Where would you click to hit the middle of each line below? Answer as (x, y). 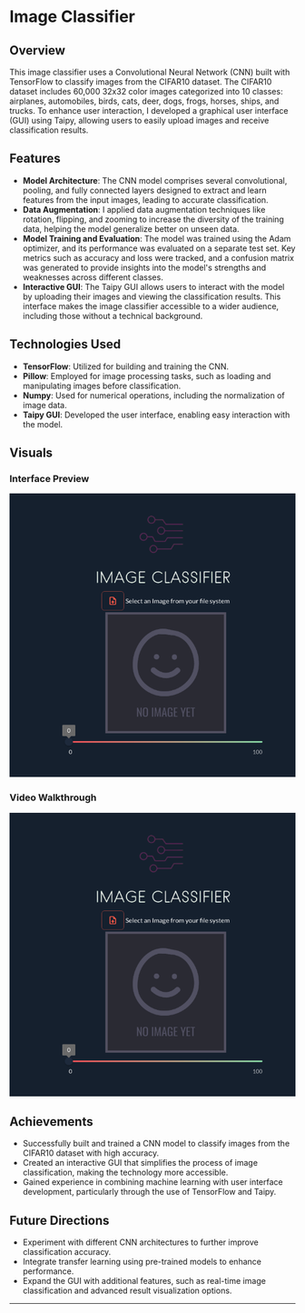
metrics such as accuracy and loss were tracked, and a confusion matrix (158, 257)
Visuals (31, 453)
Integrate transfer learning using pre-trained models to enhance (142, 1262)
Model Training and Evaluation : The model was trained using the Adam (157, 238)
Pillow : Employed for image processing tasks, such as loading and (147, 376)
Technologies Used (65, 344)
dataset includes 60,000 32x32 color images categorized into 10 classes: (146, 91)
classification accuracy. (67, 1252)
